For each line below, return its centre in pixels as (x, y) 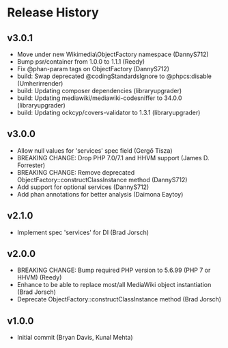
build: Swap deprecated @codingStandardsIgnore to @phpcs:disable (114, 76)
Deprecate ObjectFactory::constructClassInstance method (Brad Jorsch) (119, 299)
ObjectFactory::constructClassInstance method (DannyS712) (102, 179)
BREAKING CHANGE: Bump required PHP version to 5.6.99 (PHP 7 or (114, 270)
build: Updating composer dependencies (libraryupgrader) (99, 91)
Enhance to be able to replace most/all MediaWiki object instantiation (114, 285)
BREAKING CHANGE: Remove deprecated (76, 172)
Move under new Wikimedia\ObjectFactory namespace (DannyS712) (113, 54)
